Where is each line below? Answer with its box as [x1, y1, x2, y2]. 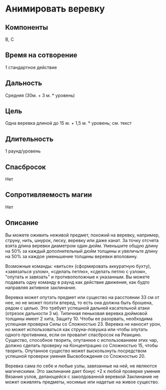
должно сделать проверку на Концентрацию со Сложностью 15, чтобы [5, 342, 158, 348]
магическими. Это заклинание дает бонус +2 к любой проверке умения [5, 368, 160, 374]
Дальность [5, 79, 43, 88]
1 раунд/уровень [5, 148, 41, 154]
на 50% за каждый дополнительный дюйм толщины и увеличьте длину [5, 248, 158, 254]
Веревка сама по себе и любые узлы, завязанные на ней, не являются [5, 363, 157, 369]
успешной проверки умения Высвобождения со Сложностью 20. [5, 353, 146, 359]
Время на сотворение [5, 51, 78, 59]
